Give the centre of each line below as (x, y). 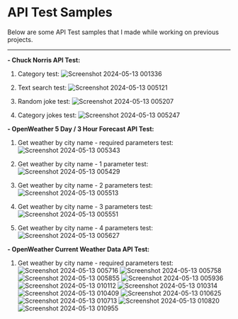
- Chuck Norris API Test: (44, 60)
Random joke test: (44, 101)
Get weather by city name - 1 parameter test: (83, 163)
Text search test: (42, 87)
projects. (20, 39)
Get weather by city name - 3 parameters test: (85, 206)
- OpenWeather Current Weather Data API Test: (79, 249)
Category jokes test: (47, 115)
